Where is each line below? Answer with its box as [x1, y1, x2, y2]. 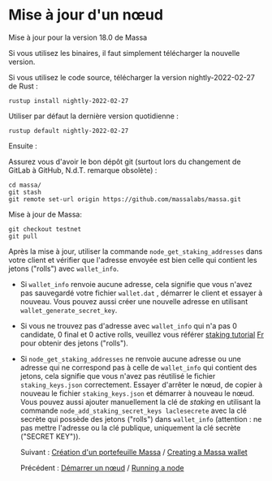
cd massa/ [8, 181, 42, 189]
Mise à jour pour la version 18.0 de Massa [8, 32, 148, 42]
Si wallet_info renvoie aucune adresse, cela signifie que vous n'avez [19, 279, 253, 289]
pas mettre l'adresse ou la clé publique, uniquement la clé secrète [19, 423, 241, 432]
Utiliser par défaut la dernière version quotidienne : [8, 111, 179, 121]
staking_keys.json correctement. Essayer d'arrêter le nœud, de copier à [19, 380, 263, 389]
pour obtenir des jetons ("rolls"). [19, 338, 128, 348]
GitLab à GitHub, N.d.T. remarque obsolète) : [8, 165, 158, 175]
